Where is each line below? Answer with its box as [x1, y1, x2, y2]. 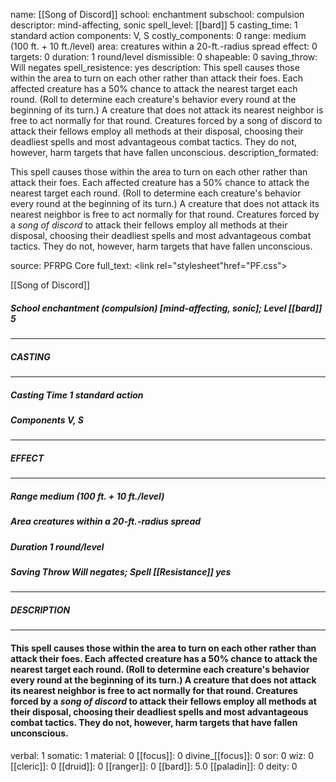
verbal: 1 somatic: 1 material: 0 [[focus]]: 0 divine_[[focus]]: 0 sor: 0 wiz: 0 [10, 749, 315, 761]
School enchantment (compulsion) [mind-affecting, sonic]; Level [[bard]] [10, 302, 323, 314]
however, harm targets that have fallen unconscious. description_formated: [10, 147, 319, 158]
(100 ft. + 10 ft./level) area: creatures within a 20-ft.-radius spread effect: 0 [10, 40, 318, 52]
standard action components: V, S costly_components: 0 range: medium [10, 30, 307, 41]
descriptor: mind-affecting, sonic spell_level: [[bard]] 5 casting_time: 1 [10, 19, 298, 31]
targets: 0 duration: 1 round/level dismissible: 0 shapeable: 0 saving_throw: [10, 51, 318, 63]
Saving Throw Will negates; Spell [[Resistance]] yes [10, 565, 232, 578]
